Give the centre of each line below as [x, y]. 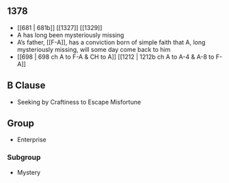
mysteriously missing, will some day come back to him [94, 49]
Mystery [29, 172]
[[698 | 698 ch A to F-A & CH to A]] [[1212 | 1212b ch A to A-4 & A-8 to [116, 57]
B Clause [26, 86]
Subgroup [24, 158]
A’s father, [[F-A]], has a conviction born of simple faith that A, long [111, 42]
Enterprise [31, 140]
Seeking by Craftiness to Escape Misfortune [79, 102]
